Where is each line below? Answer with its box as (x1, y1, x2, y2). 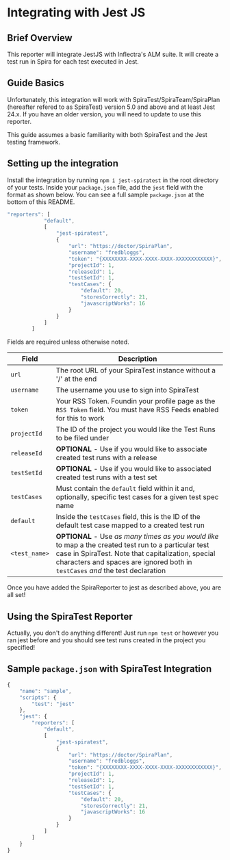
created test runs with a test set (55, 472, 157, 482)
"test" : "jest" (31, 700, 75, 707)
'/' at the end (55, 375, 97, 384)
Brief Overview (7, 32, 73, 44)
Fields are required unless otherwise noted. (7, 338, 130, 346)
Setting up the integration (7, 157, 118, 169)
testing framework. (7, 138, 61, 146)
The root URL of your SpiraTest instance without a (55, 366, 216, 375)
